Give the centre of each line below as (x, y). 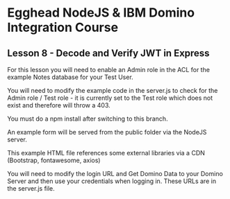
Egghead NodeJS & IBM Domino (101, 13)
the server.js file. (31, 188)
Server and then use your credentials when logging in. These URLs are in (112, 181)
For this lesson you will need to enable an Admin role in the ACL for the (109, 70)
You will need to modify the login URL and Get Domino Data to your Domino (115, 174)
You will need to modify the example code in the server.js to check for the (113, 90)
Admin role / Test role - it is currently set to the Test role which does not (110, 98)
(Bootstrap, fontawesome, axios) (54, 160)
